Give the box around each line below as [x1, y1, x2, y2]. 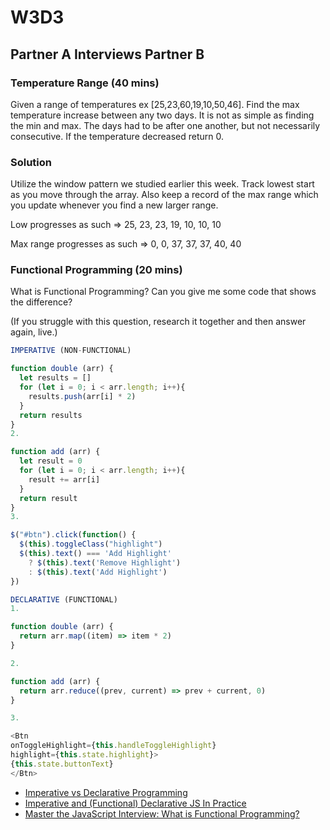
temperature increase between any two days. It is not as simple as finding [10, 109, 315, 121]
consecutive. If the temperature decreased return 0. [10, 130, 225, 142]
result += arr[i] [28, 474, 101, 485]
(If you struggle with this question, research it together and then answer [10, 316, 307, 328]
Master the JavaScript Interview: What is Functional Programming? [24, 807, 300, 820]
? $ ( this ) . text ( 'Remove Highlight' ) [28, 557, 182, 568]
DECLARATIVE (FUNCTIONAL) [10, 594, 118, 605]
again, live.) [10, 326, 58, 338]
